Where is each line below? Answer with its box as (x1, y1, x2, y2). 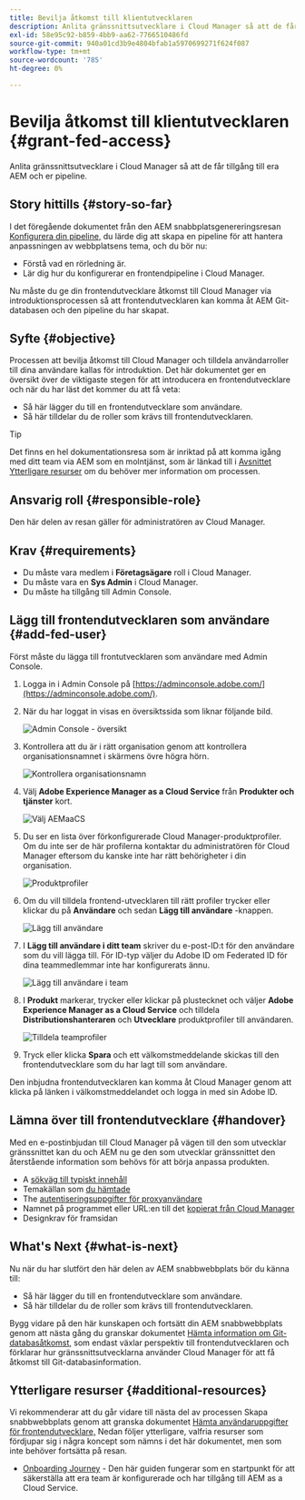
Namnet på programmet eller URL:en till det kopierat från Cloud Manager (22, 1202, 295, 1213)
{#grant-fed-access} (9, 131, 172, 151)
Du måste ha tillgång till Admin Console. (22, 586, 172, 597)
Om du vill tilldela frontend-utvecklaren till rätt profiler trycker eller (22, 895, 271, 906)
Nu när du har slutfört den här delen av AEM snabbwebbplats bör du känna (9, 1262, 290, 1274)
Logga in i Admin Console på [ (22, 678, 136, 689)
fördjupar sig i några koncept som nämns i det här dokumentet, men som (9, 1435, 282, 1447)
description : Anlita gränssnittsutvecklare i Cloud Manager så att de (9, 22, 282, 31)
